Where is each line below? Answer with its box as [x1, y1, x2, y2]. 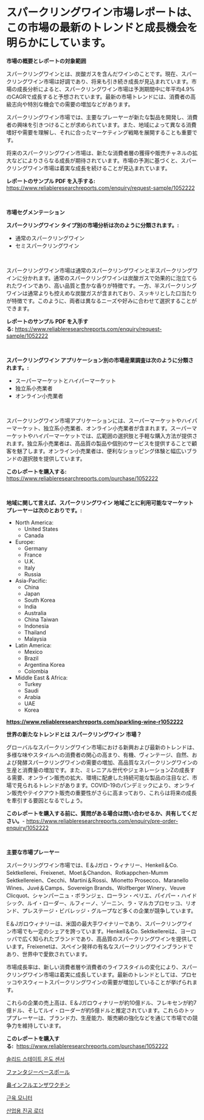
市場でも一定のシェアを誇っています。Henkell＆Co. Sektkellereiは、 [11, 927, 181, 934]
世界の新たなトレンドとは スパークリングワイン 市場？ [6, 731, 142, 738]
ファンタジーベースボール [6, 1068, 70, 1076]
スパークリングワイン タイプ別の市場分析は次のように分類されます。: [6, 221, 179, 229]
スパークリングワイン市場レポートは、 [6, 5, 199, 19]
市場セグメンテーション [6, 208, 65, 216]
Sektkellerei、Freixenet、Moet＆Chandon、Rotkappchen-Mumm [6, 869, 169, 876]
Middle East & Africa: [15, 673, 68, 681]
